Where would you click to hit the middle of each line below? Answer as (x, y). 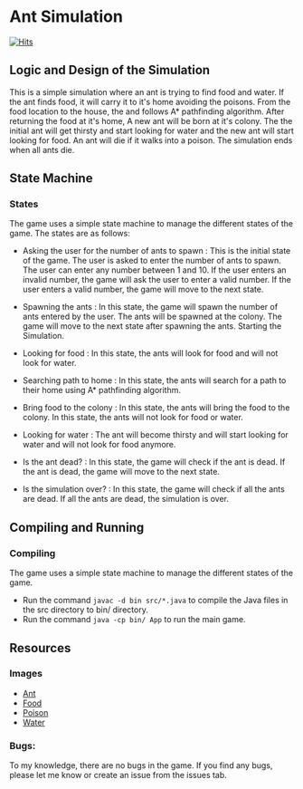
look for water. (49, 363)
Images (26, 674)
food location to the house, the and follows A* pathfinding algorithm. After (147, 111)
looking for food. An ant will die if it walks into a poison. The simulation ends (151, 140)
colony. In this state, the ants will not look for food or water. (133, 418)
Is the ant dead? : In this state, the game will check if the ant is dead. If (154, 462)
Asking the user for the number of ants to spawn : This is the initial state (156, 251)
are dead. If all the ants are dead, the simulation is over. (125, 499)
